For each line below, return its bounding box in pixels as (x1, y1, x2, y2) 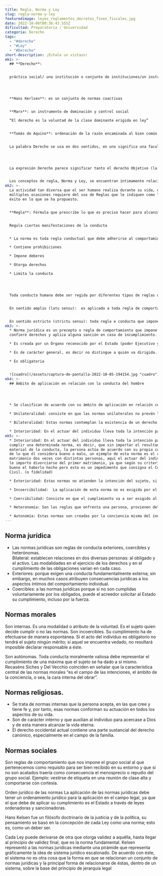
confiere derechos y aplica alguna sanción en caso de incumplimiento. (9, 332, 158, 338)
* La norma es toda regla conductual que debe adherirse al (9, 236, 133, 241)
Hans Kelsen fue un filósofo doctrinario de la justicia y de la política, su (5, 815, 147, 820)
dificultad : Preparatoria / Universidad (5, 25, 88, 30)
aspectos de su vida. (12, 712, 54, 718)
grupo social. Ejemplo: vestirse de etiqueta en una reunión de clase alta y (5, 775, 151, 781)
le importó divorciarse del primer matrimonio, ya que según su (9, 461, 142, 466)
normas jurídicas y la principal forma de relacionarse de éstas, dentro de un (5, 860, 157, 866)
